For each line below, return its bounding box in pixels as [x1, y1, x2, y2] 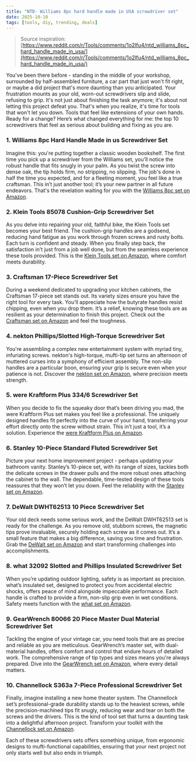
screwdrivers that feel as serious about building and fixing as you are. [6, 121, 174, 129]
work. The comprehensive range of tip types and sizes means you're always [6, 654, 190, 661]
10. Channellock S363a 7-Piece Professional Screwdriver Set [6, 681, 183, 689]
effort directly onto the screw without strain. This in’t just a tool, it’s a [6, 423, 171, 430]
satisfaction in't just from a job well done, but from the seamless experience [6, 245, 188, 252]
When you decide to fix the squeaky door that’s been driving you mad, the [6, 404, 184, 411]
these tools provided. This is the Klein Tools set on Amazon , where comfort [6, 252, 187, 259]
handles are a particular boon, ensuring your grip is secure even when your [6, 364, 187, 371]
